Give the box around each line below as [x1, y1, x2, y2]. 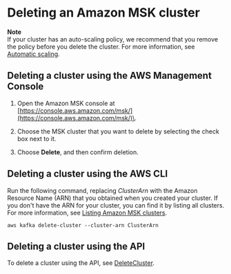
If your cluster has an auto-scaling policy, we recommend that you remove [7, 35, 219, 43]
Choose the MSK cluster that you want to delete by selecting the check [17, 127, 219, 136]
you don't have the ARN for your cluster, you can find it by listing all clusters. [7, 201, 225, 209]
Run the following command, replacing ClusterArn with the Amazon [7, 186, 198, 194]
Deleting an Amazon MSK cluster [7, 5, 200, 21]
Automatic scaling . [7, 50, 60, 58]
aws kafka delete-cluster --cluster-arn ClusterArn [7, 221, 159, 229]
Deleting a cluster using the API [7, 240, 145, 252]
